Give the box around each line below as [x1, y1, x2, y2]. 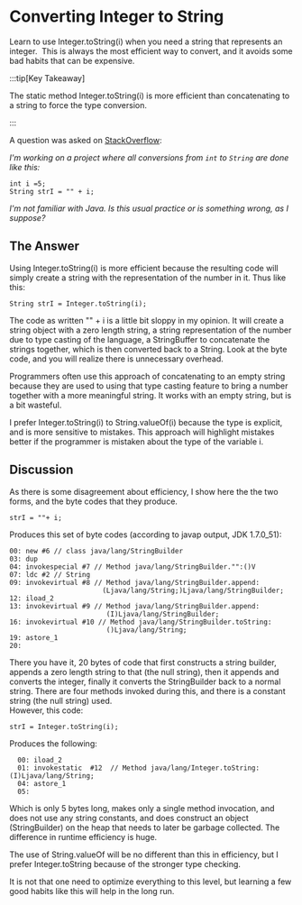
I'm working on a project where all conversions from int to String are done [9, 151, 289, 163]
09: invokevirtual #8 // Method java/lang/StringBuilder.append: [9, 578, 260, 587]
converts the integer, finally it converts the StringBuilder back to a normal [9, 676, 281, 687]
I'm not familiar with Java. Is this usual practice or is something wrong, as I [9, 203, 288, 214]
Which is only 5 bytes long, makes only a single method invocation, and [9, 802, 275, 813]
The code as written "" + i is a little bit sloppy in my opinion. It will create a [9, 315, 284, 325]
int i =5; [9, 178, 47, 188]
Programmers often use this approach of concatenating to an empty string [9, 370, 286, 381]
